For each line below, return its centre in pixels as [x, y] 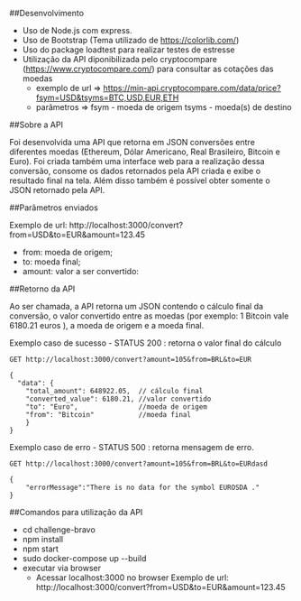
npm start [40, 549]
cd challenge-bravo [59, 530]
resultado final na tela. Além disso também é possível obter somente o [140, 180]
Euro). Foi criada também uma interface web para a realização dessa [137, 161]
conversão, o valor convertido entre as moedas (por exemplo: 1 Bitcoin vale [149, 316]
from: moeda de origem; [67, 252]
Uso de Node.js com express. [77, 30]
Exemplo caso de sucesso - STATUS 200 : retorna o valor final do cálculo [146, 343]
